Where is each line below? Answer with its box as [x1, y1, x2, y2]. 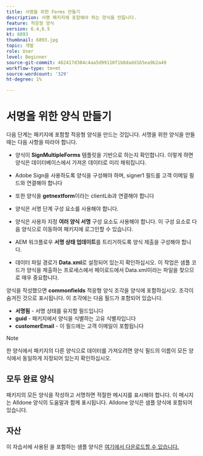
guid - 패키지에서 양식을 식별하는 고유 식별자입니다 [15, 315, 136, 322]
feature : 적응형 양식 [6, 20, 55, 26]
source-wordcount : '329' [6, 71, 69, 77]
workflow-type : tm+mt [6, 65, 61, 71]
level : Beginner [6, 54, 47, 60]
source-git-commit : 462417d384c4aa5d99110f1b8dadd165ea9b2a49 [6, 59, 167, 65]
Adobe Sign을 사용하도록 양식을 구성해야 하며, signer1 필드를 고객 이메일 [15, 172, 188, 179]
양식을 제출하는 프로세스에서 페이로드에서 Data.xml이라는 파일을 [26, 266, 178, 274]
